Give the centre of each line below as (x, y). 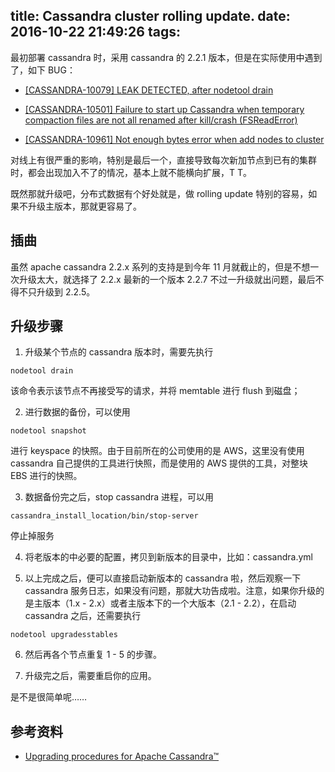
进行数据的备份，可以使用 (77, 412)
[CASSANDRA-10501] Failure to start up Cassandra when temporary (164, 109)
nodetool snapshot (48, 431)
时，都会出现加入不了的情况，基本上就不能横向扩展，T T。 (131, 172)
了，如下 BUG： (43, 70)
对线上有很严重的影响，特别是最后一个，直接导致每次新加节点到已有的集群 (163, 160)
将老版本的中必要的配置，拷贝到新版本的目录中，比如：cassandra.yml (168, 557)
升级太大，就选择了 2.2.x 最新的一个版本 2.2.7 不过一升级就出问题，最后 (167, 279)
